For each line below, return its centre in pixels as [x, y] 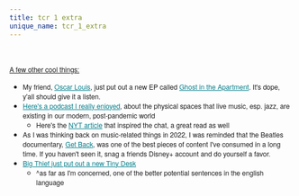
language [50, 182]
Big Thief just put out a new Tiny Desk [79, 163]
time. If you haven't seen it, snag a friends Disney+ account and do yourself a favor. [146, 153]
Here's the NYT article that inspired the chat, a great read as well [132, 125]
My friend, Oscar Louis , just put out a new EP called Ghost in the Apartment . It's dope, [151, 86]
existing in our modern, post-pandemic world [89, 115]
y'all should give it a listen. [61, 96]
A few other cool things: [45, 69]
